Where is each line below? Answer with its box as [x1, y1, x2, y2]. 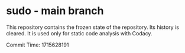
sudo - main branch [6, 4, 105, 18]
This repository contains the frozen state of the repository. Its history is [6, 24, 179, 31]
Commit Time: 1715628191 [6, 41, 69, 48]
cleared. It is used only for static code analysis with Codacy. [6, 29, 152, 37]
